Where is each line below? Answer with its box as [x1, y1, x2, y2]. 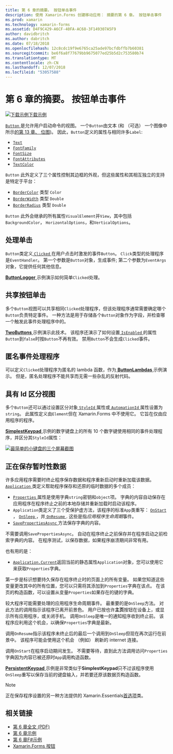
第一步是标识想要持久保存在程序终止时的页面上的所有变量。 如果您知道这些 [5, 576, 165, 582]
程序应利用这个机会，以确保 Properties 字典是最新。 [5, 620, 114, 625]
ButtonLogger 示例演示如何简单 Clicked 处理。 [5, 274, 103, 280]
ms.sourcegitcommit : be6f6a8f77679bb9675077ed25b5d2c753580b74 [5, 50, 144, 56]
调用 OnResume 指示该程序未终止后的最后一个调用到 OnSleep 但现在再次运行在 [5, 630, 162, 636]
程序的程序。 [9, 417, 37, 424]
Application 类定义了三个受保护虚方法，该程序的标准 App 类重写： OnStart [12, 507, 167, 513]
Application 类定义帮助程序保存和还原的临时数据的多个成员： [5, 483, 136, 489]
